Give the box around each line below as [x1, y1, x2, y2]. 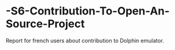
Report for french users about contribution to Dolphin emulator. [5, 37, 165, 44]
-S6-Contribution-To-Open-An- [5, 4, 170, 18]
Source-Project [5, 17, 85, 31]
